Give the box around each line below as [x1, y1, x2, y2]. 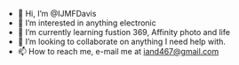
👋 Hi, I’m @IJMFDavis [17, 9, 97, 18]
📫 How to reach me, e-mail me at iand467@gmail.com [17, 47, 219, 56]
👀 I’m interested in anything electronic [17, 18, 157, 28]
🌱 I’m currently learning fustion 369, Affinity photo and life [17, 27, 231, 37]
